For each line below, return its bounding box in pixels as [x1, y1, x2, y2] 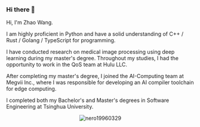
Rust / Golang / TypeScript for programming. [6, 37, 116, 44]
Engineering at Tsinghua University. [6, 103, 94, 110]
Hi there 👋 [6, 5, 36, 14]
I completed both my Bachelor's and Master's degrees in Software [6, 97, 170, 104]
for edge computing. [6, 85, 57, 92]
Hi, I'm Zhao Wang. [6, 19, 54, 26]
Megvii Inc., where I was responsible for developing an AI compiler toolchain [6, 79, 194, 86]
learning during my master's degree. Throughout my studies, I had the [6, 55, 179, 62]
